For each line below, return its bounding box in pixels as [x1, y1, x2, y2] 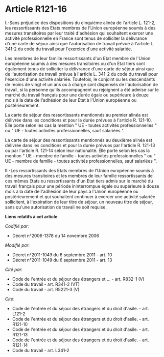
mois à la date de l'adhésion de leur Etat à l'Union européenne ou [5, 97, 137, 103]
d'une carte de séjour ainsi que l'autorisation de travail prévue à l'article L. [5, 40, 155, 46]
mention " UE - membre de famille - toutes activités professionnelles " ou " [5, 152, 156, 158]
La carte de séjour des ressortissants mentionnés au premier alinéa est [5, 112, 148, 118]
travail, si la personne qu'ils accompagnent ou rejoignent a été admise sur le [5, 87, 159, 92]
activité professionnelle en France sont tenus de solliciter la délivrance [5, 35, 147, 41]
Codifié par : [5, 223, 29, 229]
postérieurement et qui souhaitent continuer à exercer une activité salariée [5, 193, 156, 200]
